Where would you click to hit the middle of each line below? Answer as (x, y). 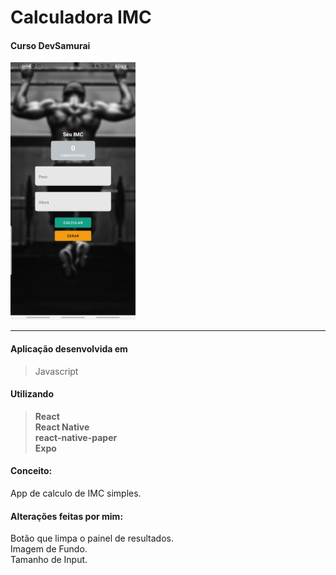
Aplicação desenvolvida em (69, 349)
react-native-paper (76, 437)
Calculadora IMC (81, 17)
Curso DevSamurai (50, 45)
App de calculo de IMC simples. (76, 493)
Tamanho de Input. (49, 560)
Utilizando (32, 394)
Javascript (56, 371)
